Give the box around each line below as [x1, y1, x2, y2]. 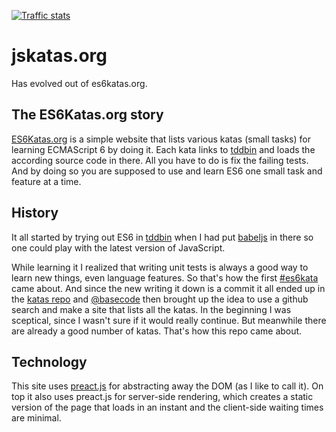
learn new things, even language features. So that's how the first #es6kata [11, 271, 319, 284]
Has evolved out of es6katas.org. [11, 77, 148, 89]
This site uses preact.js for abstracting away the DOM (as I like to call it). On [11, 380, 324, 392]
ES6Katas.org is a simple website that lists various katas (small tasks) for [11, 133, 311, 145]
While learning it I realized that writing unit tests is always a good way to [11, 261, 309, 273]
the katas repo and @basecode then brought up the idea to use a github [11, 293, 309, 305]
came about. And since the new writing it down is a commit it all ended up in [11, 282, 326, 294]
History [11, 205, 59, 222]
